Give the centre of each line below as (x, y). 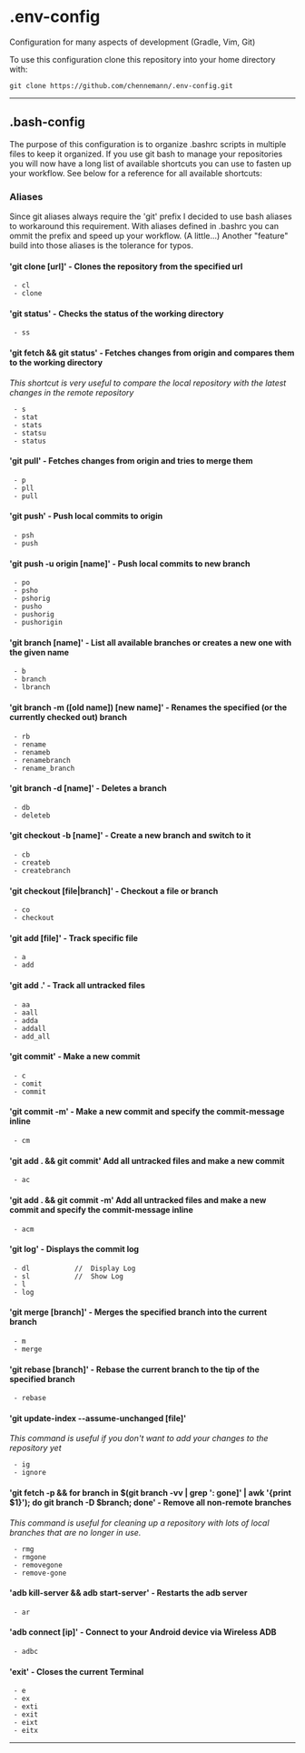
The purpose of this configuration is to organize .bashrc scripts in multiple (148, 144)
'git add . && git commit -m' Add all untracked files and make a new (138, 1200)
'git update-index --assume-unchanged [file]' (98, 1418)
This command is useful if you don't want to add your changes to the (139, 1438)
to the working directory (56, 363)
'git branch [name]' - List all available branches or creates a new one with (151, 642)
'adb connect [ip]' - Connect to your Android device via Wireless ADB (143, 1632)
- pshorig (32, 599)
